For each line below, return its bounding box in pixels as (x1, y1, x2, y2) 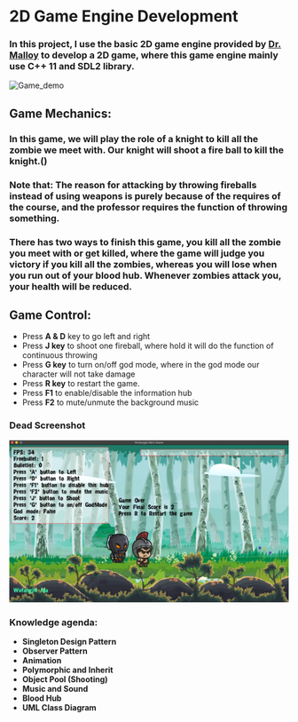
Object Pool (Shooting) (21, 673, 108, 685)
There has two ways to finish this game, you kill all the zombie (9, 235, 281, 248)
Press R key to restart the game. (21, 378, 140, 389)
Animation (21, 655, 62, 665)
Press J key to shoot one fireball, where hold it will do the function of (21, 340, 274, 352)
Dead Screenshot (9, 419, 86, 432)
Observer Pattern (21, 646, 88, 656)
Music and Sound (21, 683, 89, 694)
